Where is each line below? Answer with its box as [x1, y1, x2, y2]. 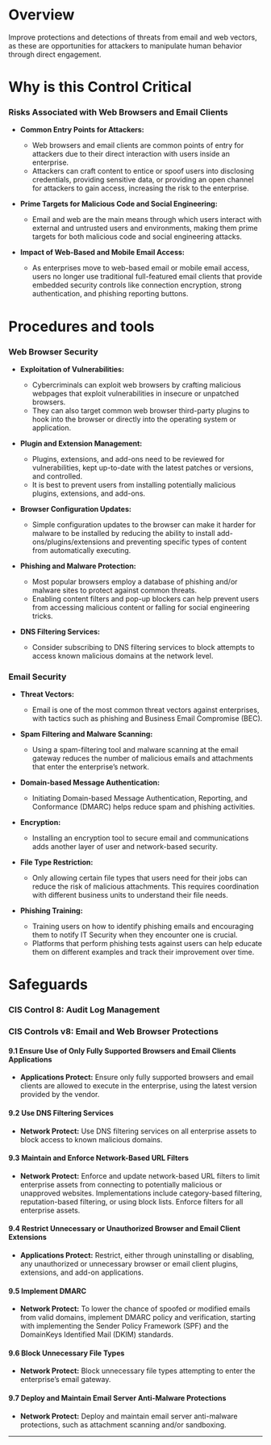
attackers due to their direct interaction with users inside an [31, 149, 230, 159]
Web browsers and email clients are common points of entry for [31, 140, 244, 150]
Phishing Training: [19, 906, 83, 915]
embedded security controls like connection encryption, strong [31, 280, 242, 290]
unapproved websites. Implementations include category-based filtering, [19, 1188, 262, 1198]
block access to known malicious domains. [19, 1134, 163, 1144]
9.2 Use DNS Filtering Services [8, 1108, 115, 1118]
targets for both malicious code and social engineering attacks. [31, 232, 242, 241]
